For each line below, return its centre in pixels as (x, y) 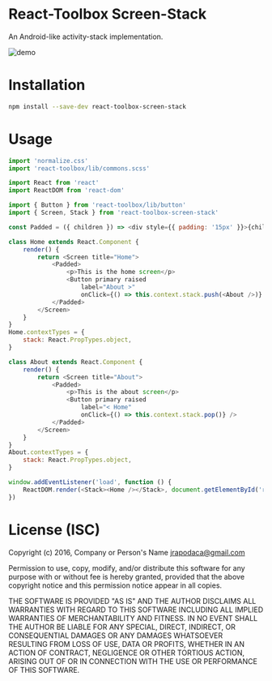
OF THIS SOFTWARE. (44, 670)
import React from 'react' (54, 183)
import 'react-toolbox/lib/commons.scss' (79, 168)
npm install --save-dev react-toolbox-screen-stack (97, 106)
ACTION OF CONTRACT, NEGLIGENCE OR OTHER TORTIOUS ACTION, (127, 653)
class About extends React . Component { (76, 362)
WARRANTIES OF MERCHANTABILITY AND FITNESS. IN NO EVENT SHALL (133, 618)
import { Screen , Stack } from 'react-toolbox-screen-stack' (114, 213)
